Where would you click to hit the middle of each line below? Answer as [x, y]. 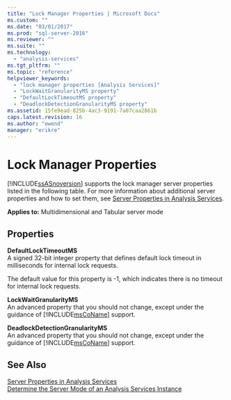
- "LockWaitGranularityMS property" [66, 91]
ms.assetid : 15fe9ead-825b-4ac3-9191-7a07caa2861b [82, 111]
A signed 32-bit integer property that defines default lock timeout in [104, 258]
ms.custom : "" [28, 20]
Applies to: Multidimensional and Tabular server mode [85, 212]
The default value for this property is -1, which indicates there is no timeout [115, 279]
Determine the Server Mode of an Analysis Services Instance [95, 389]
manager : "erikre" [34, 130]
